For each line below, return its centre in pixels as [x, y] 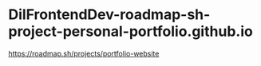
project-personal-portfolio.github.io [130, 31]
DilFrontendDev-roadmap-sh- [109, 15]
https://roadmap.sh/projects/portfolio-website [84, 53]
